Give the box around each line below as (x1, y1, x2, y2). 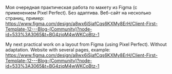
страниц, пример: (5, 15, 45, 21)
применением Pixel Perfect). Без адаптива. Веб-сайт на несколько (5, 10, 151, 16)
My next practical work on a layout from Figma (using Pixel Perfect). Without (5, 41, 167, 47)
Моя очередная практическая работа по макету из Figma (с (5, 5, 138, 10)
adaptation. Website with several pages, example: (5, 47, 110, 53)
